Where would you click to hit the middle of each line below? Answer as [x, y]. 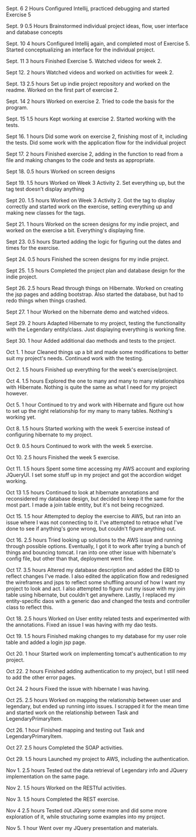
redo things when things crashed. [46, 300]
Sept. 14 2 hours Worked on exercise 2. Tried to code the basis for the [90, 101]
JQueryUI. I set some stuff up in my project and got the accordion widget [94, 475]
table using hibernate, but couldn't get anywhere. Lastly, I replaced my [91, 595]
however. [17, 393]
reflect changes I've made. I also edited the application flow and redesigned [97, 576]
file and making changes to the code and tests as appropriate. [80, 160]
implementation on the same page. [48, 776]
